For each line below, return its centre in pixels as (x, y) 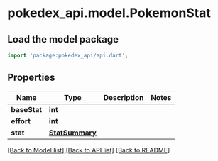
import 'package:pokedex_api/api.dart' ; (68, 55)
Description (124, 97)
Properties (31, 78)
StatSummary (73, 133)
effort (21, 121)
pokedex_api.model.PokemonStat (109, 13)
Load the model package (63, 39)
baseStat (27, 109)
